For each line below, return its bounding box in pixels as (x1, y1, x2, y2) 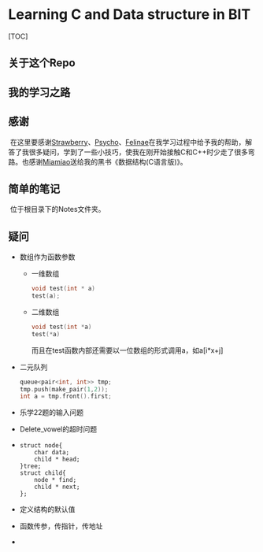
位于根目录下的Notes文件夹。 (9, 205, 106, 214)
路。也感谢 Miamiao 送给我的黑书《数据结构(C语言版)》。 (8, 157, 187, 166)
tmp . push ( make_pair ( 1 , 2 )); (19, 385, 109, 393)
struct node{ (19, 442, 63, 450)
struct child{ (19, 469, 66, 477)
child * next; (34, 483, 80, 491)
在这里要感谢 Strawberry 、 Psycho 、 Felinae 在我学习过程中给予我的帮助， (9, 137, 246, 146)
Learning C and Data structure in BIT (8, 6, 251, 24)
